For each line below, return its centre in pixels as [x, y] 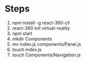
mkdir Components [32, 39]
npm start [22, 33]
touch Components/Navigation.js [46, 55]
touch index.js [27, 49]
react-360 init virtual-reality [41, 28]
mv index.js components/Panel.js [47, 44]
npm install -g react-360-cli [41, 23]
